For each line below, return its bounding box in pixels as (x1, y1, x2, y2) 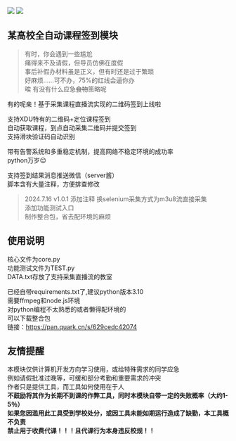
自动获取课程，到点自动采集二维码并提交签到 (7, 123, 137, 132)
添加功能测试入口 (24, 203, 74, 212)
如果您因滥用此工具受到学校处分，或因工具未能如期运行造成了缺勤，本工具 (7, 409, 223, 418)
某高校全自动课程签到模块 (7, 30, 118, 41)
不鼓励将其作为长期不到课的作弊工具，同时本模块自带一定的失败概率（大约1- (7, 391, 228, 400)
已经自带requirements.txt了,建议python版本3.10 (7, 287, 144, 295)
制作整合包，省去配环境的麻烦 (24, 212, 111, 221)
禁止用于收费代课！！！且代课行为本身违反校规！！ (7, 426, 155, 435)
